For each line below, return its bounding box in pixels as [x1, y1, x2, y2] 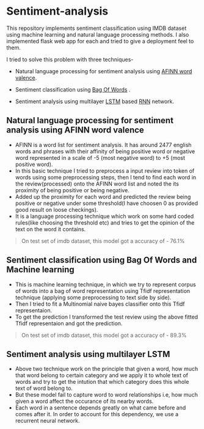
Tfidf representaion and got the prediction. [15, 319, 123, 327]
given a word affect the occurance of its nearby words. [15, 398, 154, 405]
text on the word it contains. [15, 225, 86, 233]
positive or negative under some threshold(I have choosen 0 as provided [15, 200, 199, 207]
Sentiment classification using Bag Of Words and [6, 255, 197, 265]
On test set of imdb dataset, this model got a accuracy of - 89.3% [21, 331, 187, 339]
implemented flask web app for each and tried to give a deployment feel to [6, 37, 194, 45]
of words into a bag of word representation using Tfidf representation [15, 287, 191, 294]
